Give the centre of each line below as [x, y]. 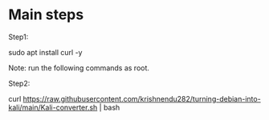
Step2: [19, 83]
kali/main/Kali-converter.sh [53, 107]
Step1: [18, 37]
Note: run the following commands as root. [79, 68]
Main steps [46, 15]
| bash [110, 107]
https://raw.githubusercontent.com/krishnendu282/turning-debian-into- [142, 98]
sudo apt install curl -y [45, 52]
